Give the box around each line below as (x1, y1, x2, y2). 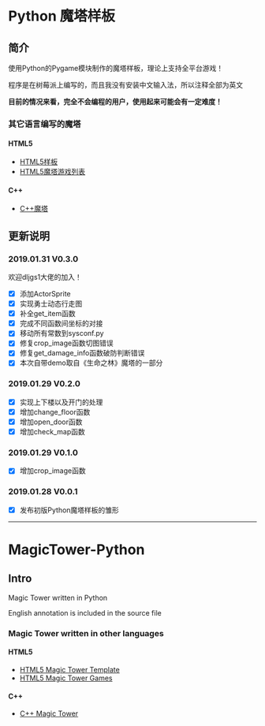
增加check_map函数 (19, 427, 85, 436)
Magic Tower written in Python (8, 593, 108, 602)
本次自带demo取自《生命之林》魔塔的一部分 (19, 358, 163, 367)
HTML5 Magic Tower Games (19, 673, 113, 683)
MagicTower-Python (8, 541, 145, 558)
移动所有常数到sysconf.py (19, 329, 104, 338)
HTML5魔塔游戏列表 (19, 167, 86, 177)
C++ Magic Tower (19, 709, 79, 718)
